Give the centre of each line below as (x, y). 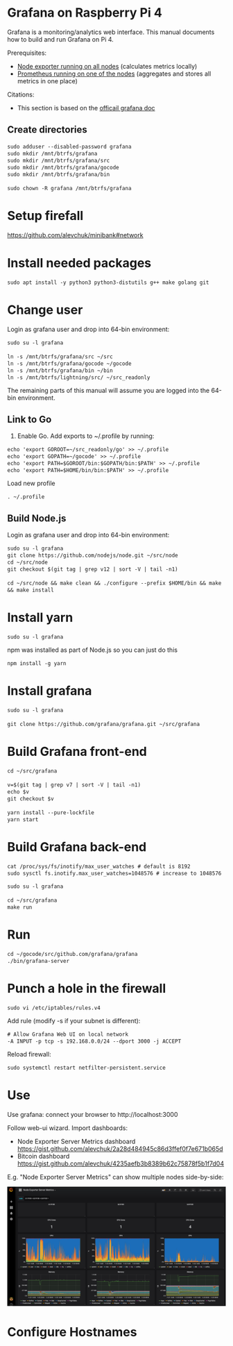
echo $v (18, 792)
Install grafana (50, 691)
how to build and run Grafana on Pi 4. (61, 39)
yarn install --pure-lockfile (51, 813)
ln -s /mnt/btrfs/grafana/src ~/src (60, 356)
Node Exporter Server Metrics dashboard (76, 1141)
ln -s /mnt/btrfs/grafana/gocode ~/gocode (69, 363)
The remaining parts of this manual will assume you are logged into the (109, 390)
